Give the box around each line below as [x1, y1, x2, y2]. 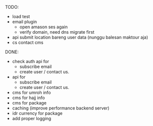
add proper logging [12, 116, 51, 121]
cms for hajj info [12, 95, 45, 101]
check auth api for [12, 59, 49, 64]
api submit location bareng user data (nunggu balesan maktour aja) [12, 34, 149, 40]
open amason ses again [19, 24, 68, 30]
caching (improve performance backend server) [12, 105, 109, 111]
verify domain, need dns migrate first [19, 29, 95, 35]
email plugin [12, 19, 37, 24]
